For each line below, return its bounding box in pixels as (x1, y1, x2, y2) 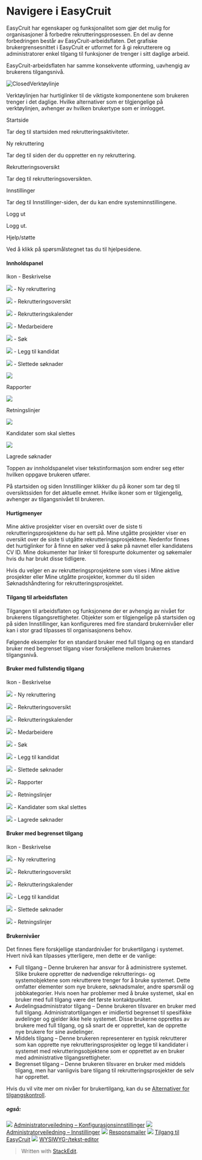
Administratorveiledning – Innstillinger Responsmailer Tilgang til (6, 1128, 180, 1136)
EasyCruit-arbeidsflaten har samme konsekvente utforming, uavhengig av (6, 62, 191, 69)
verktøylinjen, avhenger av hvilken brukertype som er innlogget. (6, 104, 166, 112)
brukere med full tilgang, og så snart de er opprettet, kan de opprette (15, 1022, 187, 1029)
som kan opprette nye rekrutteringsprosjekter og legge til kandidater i (15, 1041, 189, 1048)
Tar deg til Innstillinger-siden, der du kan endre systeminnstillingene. (6, 198, 177, 205)
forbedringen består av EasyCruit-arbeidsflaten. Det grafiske (6, 37, 158, 44)
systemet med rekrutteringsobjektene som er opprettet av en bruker (15, 1047, 185, 1055)
